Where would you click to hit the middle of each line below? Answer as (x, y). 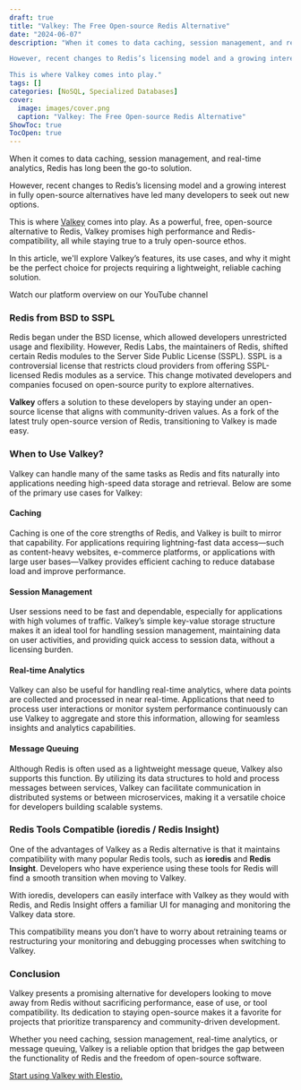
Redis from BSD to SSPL (62, 318)
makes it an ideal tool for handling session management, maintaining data (145, 631)
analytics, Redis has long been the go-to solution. (101, 168)
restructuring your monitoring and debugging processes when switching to (148, 940)
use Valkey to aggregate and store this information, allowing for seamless (145, 718)
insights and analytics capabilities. (73, 728)
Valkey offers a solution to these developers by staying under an (129, 402)
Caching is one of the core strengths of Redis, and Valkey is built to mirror (146, 533)
